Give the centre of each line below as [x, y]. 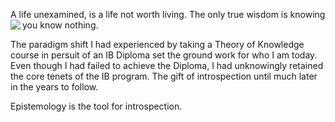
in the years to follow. [54, 87]
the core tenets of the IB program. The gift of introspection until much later [164, 76]
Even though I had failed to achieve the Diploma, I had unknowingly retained [167, 65]
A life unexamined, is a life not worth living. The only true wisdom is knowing [168, 14]
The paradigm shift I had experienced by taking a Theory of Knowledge [157, 44]
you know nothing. [60, 25]
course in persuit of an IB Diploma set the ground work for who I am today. [164, 55]
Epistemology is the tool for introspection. [96, 106]
